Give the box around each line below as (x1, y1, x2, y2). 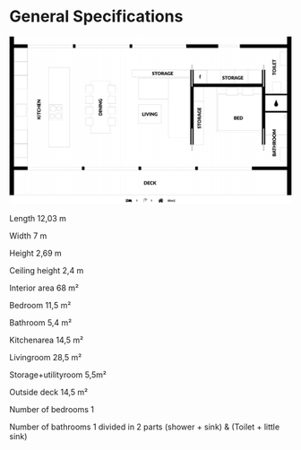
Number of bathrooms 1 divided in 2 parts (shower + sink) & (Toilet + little (9, 421, 280, 432)
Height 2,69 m (9, 247, 63, 258)
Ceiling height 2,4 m (9, 264, 84, 275)
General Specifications (9, 6, 184, 27)
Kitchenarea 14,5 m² (9, 334, 83, 345)
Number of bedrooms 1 (9, 403, 94, 414)
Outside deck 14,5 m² (9, 386, 89, 397)
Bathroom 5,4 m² (9, 316, 73, 328)
